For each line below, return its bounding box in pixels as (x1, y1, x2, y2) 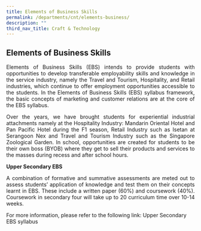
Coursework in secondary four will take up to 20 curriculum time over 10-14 (6, 194, 195, 201)
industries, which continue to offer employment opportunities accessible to (6, 83, 195, 90)
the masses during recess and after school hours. (6, 151, 129, 159)
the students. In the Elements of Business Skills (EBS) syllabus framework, (6, 89, 195, 96)
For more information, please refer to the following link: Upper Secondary (6, 212, 187, 219)
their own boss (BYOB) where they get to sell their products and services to (6, 145, 195, 153)
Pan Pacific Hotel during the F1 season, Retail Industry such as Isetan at (6, 126, 195, 133)
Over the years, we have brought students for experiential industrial (6, 113, 195, 120)
